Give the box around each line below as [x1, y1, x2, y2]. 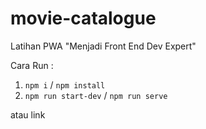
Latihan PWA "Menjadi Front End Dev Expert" [10, 40, 197, 52]
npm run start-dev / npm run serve [24, 89, 168, 101]
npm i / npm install [24, 78, 106, 91]
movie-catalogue [10, 7, 157, 30]
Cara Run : [10, 59, 54, 71]
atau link [10, 108, 46, 121]
